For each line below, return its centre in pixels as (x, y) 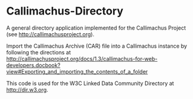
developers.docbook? (33, 65)
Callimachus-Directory (65, 11)
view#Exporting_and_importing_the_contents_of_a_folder (77, 71)
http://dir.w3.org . (27, 89)
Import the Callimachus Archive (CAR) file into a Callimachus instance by (97, 46)
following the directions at (39, 52)
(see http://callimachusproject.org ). (51, 34)
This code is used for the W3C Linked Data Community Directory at (90, 83)
